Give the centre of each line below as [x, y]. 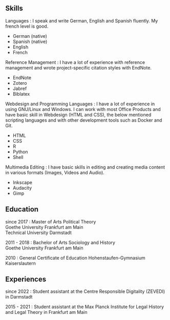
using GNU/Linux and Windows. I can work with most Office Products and [83, 109]
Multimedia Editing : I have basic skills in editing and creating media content [85, 167]
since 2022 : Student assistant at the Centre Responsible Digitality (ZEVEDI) [85, 291]
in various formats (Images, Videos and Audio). [55, 172]
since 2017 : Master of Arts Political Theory [51, 221]
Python [20, 152]
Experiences [26, 279]
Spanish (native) [30, 41]
